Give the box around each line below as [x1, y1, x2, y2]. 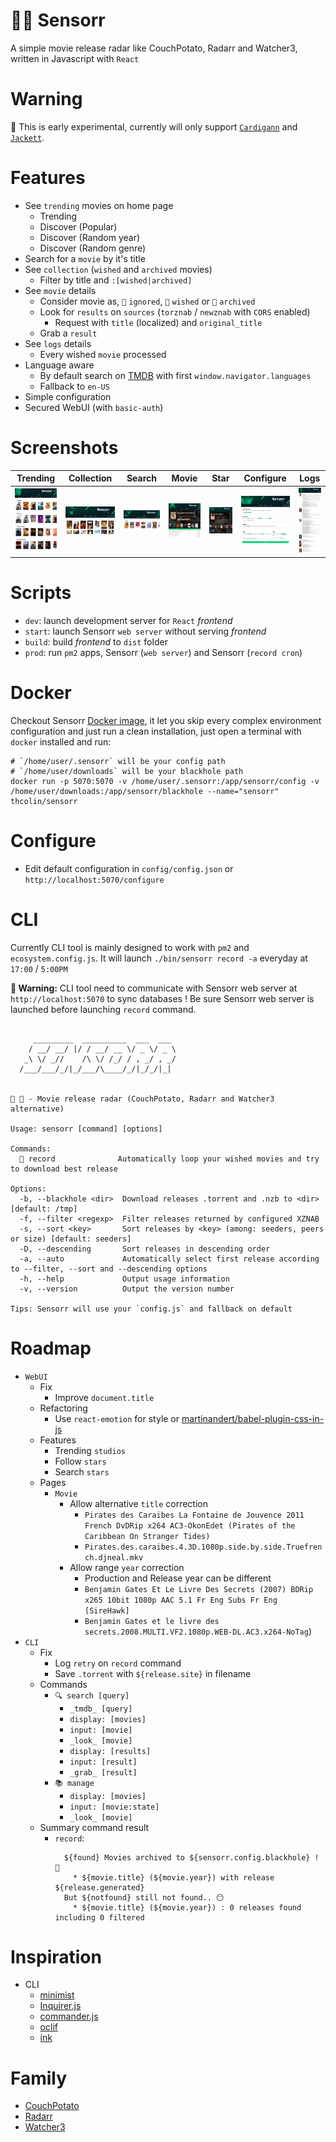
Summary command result [39, 1821, 150, 1833]
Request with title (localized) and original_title [54, 316, 263, 328]
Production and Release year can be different [84, 1572, 272, 1584]
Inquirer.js [39, 2000, 82, 2012]
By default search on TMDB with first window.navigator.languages [39, 369, 312, 381]
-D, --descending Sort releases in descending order [19, 1244, 271, 1254]
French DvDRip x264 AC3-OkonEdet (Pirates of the [84, 1520, 296, 1531]
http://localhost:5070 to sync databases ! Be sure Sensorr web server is [10, 992, 315, 1004]
